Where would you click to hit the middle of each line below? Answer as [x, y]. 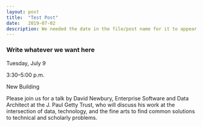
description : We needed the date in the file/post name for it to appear [102, 29]
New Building [23, 86]
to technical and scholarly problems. [52, 117]
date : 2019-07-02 [31, 23]
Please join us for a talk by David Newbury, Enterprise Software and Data [98, 98]
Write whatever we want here [51, 50]
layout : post [23, 12]
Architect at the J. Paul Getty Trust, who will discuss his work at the [91, 105]
